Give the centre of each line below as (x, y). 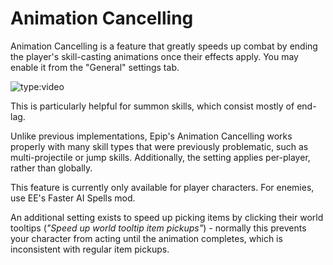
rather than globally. (51, 168)
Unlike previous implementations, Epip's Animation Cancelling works (151, 136)
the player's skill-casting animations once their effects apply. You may (154, 56)
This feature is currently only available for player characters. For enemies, (162, 187)
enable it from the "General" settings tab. (95, 67)
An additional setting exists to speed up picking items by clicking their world (167, 217)
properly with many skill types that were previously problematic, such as (159, 146)
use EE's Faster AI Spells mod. (73, 198)
